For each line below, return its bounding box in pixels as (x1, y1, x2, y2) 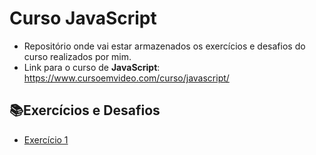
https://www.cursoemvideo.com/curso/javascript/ (23, 72, 230, 84)
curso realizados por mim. (23, 50, 132, 62)
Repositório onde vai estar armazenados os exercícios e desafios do (23, 40, 306, 52)
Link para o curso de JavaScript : (23, 61, 161, 73)
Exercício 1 (23, 133, 69, 146)
